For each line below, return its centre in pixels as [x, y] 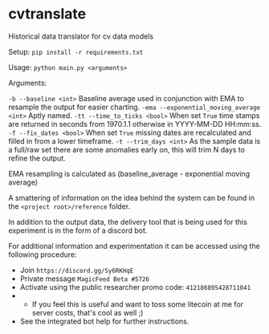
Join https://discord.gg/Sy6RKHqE [77, 270]
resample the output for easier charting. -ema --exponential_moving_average [134, 107]
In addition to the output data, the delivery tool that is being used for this [128, 222]
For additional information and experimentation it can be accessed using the [134, 246]
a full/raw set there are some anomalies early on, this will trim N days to [126, 149]
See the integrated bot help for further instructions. [104, 321]
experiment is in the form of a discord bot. [78, 230]
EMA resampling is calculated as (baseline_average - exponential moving [129, 173]
